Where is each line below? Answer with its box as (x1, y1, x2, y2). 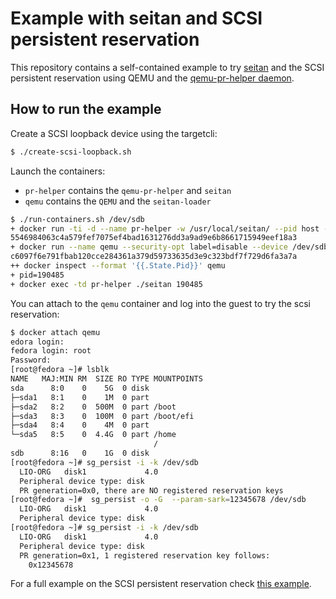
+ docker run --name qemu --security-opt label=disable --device (10, 242, 288, 252)
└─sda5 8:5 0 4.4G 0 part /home (10, 430, 177, 440)
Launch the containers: (10, 165, 106, 177)
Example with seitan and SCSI (10, 7, 263, 30)
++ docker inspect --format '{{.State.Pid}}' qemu (10, 261, 226, 271)
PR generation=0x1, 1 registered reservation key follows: (19, 550, 271, 561)
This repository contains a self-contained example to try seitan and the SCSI (10, 61, 325, 73)
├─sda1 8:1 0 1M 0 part (10, 392, 150, 402)
